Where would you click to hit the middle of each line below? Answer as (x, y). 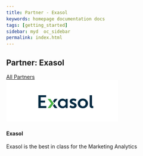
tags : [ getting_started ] (37, 25)
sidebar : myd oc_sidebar (38, 32)
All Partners (21, 77)
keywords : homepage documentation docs (56, 19)
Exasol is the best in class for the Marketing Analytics (72, 146)
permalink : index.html (34, 38)
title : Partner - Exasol (37, 13)
